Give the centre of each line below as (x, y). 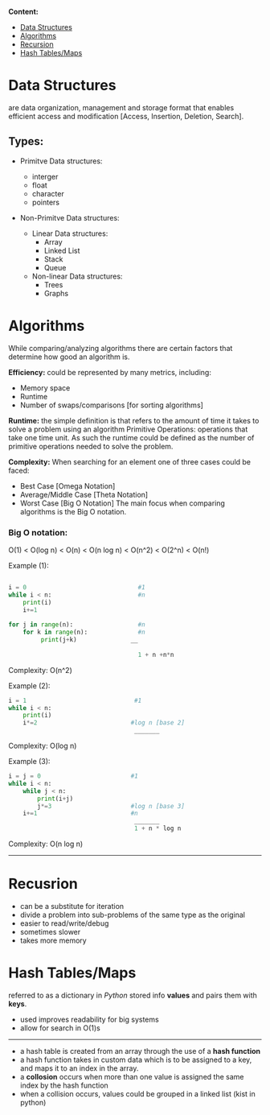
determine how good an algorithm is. (69, 357)
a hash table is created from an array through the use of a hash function (140, 1051)
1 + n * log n (157, 828)
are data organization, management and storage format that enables (121, 107)
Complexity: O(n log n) (46, 844)
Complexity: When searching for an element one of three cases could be (130, 461)
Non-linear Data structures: (77, 276)
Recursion (37, 44)
